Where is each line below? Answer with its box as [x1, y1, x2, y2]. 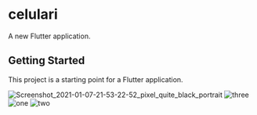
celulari [8, 5, 59, 23]
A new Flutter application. [8, 31, 91, 41]
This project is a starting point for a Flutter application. [8, 74, 183, 84]
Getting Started [8, 54, 85, 67]
